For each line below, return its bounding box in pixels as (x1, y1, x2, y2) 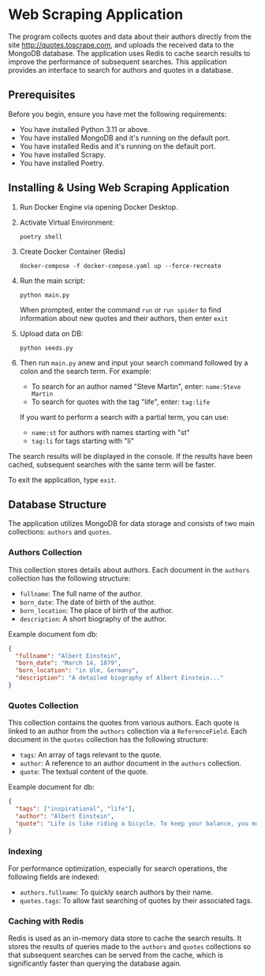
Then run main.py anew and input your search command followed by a (19, 357, 248, 367)
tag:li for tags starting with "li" (31, 436, 134, 445)
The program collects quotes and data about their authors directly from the (8, 32, 252, 41)
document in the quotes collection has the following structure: (8, 735, 209, 744)
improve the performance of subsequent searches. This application (8, 57, 227, 66)
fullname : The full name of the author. (19, 588, 143, 598)
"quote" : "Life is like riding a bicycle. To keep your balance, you (15, 819, 248, 827)
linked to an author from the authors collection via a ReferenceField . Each (8, 726, 247, 736)
